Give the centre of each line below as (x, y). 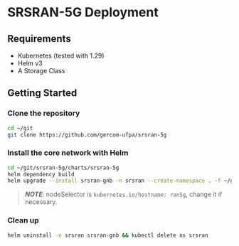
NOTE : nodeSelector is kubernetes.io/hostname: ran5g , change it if (123, 194)
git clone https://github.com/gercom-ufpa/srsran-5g (87, 135)
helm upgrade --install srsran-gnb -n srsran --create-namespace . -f (114, 181)
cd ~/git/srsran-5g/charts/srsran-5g (63, 168)
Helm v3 (30, 63)
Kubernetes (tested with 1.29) (61, 55)
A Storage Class (41, 71)
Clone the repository (44, 113)
